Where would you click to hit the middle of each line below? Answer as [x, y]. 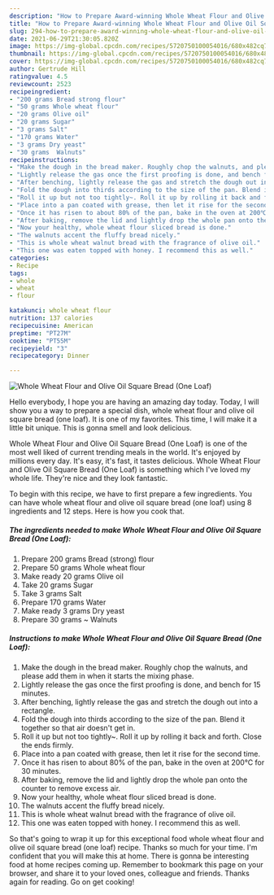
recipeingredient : [40, 92]
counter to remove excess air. [71, 788]
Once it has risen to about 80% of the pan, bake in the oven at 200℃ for [143, 762]
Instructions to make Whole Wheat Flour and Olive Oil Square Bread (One [136, 638]
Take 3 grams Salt [51, 594]
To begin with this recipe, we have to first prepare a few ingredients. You [131, 494]
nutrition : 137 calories [51, 318]
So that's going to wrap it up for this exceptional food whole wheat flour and [137, 839]
